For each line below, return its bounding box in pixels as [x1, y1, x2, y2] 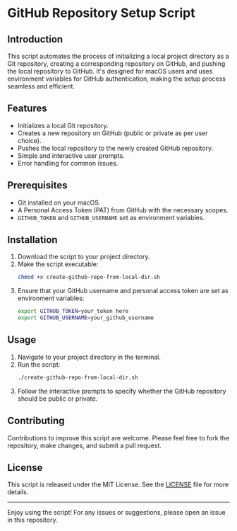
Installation [7, 234, 58, 246]
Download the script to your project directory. [17, 253, 150, 261]
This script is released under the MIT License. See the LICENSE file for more [7, 480, 229, 489]
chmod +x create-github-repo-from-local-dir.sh [17, 274, 160, 281]
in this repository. [7, 515, 58, 525]
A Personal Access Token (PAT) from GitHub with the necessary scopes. [17, 205, 229, 214]
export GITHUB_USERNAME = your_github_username [17, 314, 154, 321]
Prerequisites [7, 179, 68, 192]
